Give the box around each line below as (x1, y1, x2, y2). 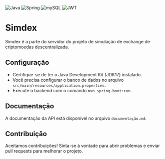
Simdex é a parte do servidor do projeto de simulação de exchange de (5, 38, 150, 44)
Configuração (5, 58, 49, 67)
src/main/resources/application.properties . (12, 82, 106, 88)
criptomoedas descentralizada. (5, 44, 69, 50)
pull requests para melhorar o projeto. (5, 148, 83, 154)
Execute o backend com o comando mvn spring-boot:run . (12, 87, 132, 93)
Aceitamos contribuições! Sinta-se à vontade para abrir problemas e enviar (5, 143, 160, 149)
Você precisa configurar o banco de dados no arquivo (12, 77, 124, 83)
